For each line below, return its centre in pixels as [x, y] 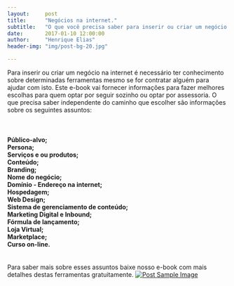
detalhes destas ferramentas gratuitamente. [71, 275]
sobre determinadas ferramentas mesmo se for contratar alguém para [108, 80]
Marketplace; [27, 237]
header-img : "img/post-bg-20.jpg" [58, 46]
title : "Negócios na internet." [62, 20]
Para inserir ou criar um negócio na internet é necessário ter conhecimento [116, 72]
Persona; [21, 147]
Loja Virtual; [26, 229]
